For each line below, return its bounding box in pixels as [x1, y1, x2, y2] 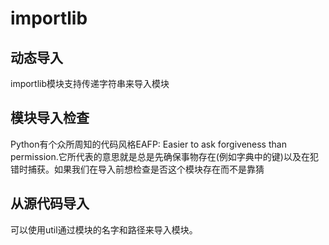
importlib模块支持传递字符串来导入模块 [10, 78, 170, 89]
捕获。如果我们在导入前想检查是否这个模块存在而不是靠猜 [27, 163, 265, 175]
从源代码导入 [10, 195, 90, 212]
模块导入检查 [10, 110, 90, 127]
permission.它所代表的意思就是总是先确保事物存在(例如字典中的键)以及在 [10, 150, 310, 162]
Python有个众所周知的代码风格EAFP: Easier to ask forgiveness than [10, 138, 287, 150]
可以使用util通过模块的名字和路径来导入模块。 [10, 223, 198, 236]
